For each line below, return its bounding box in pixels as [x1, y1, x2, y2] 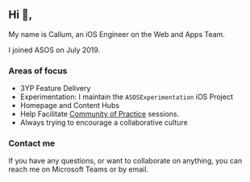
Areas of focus [8, 65, 68, 77]
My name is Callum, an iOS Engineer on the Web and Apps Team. [8, 29, 226, 39]
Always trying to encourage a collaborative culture [19, 118, 188, 127]
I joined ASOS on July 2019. [8, 45, 101, 55]
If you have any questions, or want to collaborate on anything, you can [8, 156, 243, 166]
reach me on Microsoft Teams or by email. [8, 164, 149, 174]
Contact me [8, 138, 56, 149]
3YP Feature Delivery [19, 84, 91, 93]
